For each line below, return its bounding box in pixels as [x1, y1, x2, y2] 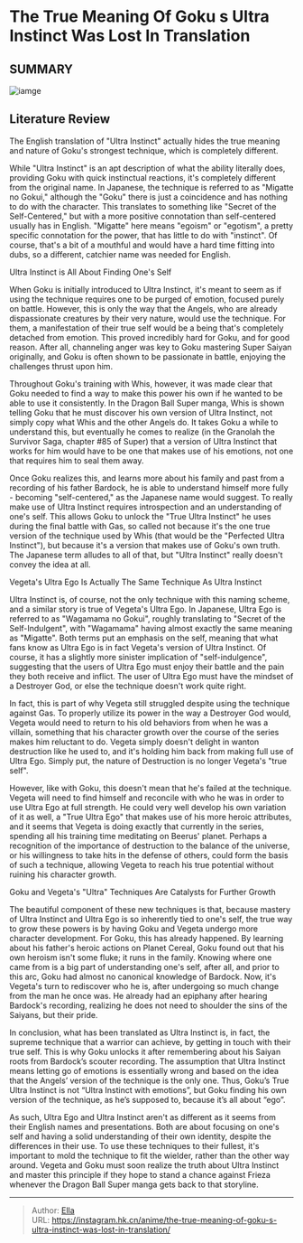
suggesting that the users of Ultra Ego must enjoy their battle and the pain [9, 661, 285, 672]
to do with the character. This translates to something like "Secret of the [9, 201, 277, 211]
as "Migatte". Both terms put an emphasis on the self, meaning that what [9, 632, 279, 643]
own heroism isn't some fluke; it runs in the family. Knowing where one [9, 951, 272, 963]
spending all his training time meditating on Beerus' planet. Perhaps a [9, 830, 268, 841]
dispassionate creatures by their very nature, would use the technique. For [9, 313, 287, 323]
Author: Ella [31, 1204, 75, 1216]
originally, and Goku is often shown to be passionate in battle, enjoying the [9, 350, 286, 362]
